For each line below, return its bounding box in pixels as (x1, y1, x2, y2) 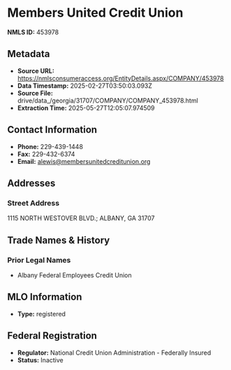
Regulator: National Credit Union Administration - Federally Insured (17, 348, 211, 357)
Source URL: (17, 66, 54, 75)
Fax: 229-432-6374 (17, 150, 75, 158)
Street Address (7, 198, 60, 208)
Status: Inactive (17, 355, 64, 364)
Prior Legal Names (7, 255, 71, 265)
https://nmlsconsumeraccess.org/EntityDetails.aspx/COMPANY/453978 (17, 74, 225, 82)
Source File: (17, 88, 54, 97)
